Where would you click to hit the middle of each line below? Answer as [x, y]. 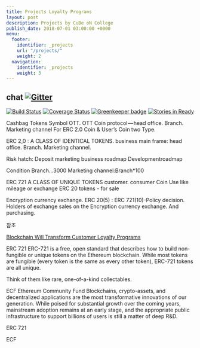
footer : [21, 39]
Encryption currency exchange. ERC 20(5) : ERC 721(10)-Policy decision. [96, 200]
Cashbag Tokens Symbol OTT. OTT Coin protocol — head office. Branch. [95, 123]
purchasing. [21, 213]
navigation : [27, 62]
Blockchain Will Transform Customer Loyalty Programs [73, 237]
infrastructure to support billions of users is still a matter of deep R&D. [92, 316]
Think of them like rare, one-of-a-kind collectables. [69, 279]
